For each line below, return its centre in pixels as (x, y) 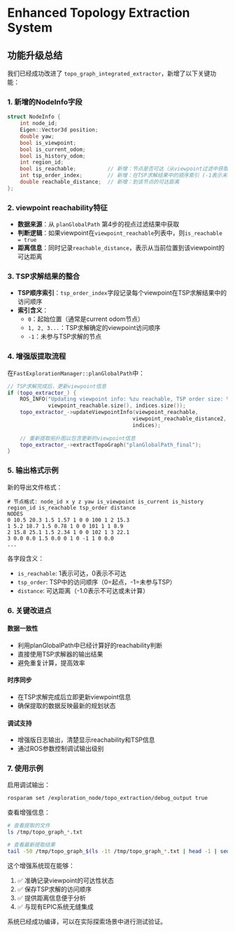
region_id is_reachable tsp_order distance (72, 508)
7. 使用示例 (25, 768)
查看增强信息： (29, 812)
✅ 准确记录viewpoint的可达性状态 (65, 880)
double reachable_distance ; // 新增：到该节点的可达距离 (100, 182)
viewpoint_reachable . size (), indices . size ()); (117, 406)
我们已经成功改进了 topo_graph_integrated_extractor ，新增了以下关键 (109, 73)
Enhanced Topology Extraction (99, 13)
